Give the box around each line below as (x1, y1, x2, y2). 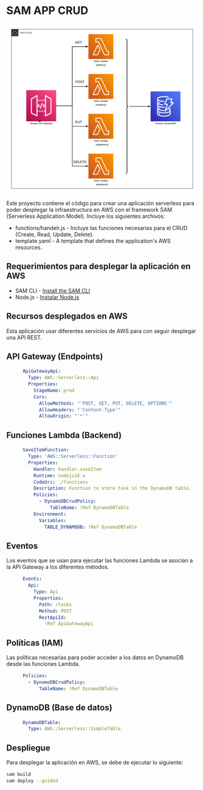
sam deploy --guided (6, 778, 59, 784)
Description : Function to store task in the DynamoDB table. (33, 485, 191, 492)
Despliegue (6, 743, 50, 753)
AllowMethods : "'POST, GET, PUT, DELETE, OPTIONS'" (38, 400, 173, 407)
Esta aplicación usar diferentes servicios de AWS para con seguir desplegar (6, 327, 196, 335)
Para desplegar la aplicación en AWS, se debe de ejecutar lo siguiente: (6, 759, 184, 766)
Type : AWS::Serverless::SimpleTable (28, 725, 121, 732)
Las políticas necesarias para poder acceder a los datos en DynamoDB (6, 654, 184, 661)
